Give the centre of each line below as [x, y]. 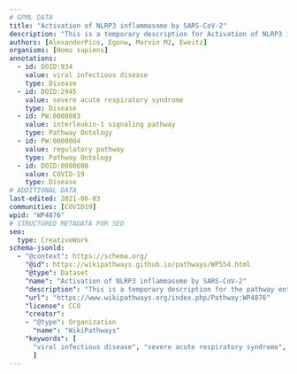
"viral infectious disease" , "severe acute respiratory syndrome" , [160, 347]
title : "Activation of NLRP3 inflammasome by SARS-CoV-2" [118, 26]
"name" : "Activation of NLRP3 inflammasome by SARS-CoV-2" [136, 281]
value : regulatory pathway [75, 149]
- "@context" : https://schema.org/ [83, 257]
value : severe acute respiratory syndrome [104, 100]
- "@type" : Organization [71, 323]
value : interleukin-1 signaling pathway [100, 125]
